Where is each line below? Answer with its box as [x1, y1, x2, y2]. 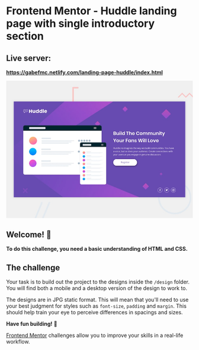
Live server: [6, 53, 52, 63]
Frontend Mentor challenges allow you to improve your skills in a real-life [6, 332, 184, 339]
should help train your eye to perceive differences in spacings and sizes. [6, 309, 183, 316]
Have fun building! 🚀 [6, 320, 57, 327]
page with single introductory [6, 17, 155, 30]
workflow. [6, 338, 30, 345]
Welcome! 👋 [6, 229, 52, 239]
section [6, 30, 44, 43]
